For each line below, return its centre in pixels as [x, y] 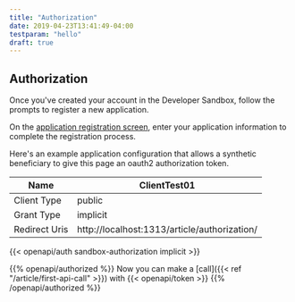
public [90, 200]
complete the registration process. [73, 137]
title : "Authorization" [54, 17]
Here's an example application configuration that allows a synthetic [133, 154]
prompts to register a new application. [79, 110]
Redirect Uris [41, 230]
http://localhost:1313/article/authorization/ [167, 230]
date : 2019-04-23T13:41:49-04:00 [72, 26]
